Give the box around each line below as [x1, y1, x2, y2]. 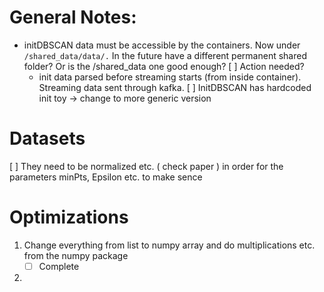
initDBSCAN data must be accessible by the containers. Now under [23, 39, 301, 51]
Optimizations [9, 206, 129, 229]
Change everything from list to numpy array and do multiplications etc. [23, 239, 316, 251]
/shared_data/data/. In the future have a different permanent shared [23, 49, 307, 61]
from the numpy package [23, 249, 129, 261]
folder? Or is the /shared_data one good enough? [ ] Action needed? [23, 60, 305, 72]
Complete [38, 260, 80, 272]
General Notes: [9, 6, 137, 29]
